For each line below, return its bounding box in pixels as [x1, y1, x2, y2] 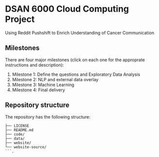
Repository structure [5, 101, 70, 109]
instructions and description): [5, 62, 64, 68]
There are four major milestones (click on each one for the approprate [5, 57, 145, 63]
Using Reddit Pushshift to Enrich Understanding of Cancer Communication [5, 30, 155, 35]
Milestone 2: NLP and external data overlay [12, 76, 99, 82]
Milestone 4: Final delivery [12, 87, 65, 93]
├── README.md [5, 127, 34, 132]
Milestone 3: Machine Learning [12, 82, 74, 87]
